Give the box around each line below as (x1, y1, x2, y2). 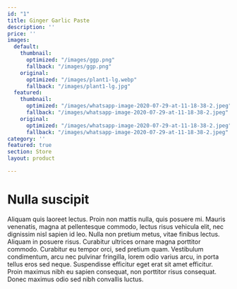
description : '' (7, 23, 55, 30)
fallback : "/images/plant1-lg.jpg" (25, 83, 131, 90)
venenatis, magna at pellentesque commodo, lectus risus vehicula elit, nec (7, 222, 224, 230)
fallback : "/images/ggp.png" (25, 63, 112, 70)
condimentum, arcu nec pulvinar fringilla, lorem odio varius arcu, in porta (7, 252, 219, 261)
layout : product (7, 155, 55, 163)
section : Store (7, 148, 52, 155)
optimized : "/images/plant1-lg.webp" (25, 76, 138, 83)
